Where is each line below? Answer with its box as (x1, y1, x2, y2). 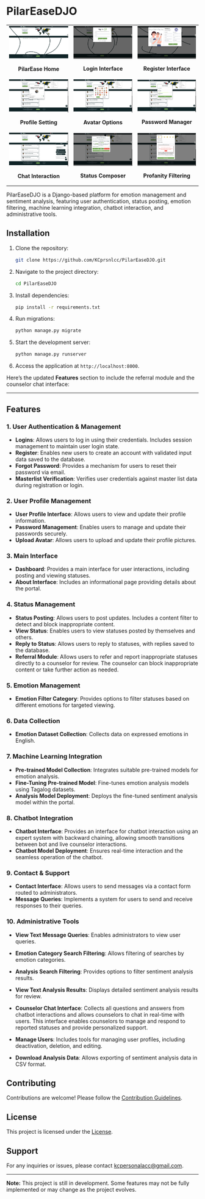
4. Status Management (6, 600, 76, 609)
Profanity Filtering (143, 172, 191, 179)
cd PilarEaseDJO (15, 281, 57, 287)
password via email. (15, 468, 66, 476)
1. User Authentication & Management (6, 422, 121, 431)
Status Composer (80, 172, 126, 179)
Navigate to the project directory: (15, 268, 99, 275)
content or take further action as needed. (15, 666, 119, 673)
